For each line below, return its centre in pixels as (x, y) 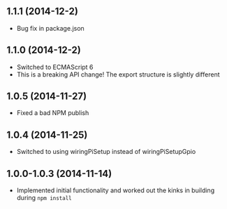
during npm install (44, 198)
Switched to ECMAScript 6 (55, 67)
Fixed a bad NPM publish (53, 113)
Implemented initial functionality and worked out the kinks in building (115, 190)
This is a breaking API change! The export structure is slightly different (118, 74)
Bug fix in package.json (50, 28)
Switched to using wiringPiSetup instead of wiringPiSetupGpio (106, 152)
